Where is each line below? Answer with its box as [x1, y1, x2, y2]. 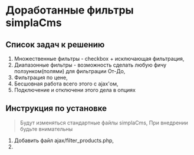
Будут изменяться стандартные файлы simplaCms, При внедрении [19, 119, 188, 126]
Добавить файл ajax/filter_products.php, [14, 137, 114, 144]
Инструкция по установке [5, 104, 107, 114]
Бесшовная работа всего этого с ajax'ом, [14, 80, 119, 87]
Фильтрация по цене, [14, 74, 68, 81]
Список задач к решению [5, 39, 105, 50]
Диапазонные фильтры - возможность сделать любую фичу [14, 61, 167, 68]
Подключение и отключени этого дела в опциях [14, 87, 136, 93]
